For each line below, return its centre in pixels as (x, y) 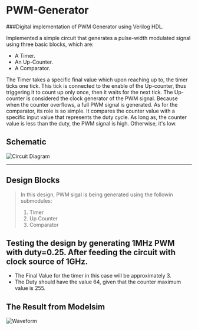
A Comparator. (32, 68)
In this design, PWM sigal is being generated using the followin (97, 194)
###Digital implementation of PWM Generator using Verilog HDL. (85, 27)
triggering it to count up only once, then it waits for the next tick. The (90, 92)
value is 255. (30, 288)
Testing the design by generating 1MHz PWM (90, 243)
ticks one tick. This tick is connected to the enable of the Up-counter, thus (96, 85)
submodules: (36, 200)
